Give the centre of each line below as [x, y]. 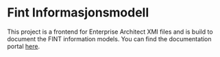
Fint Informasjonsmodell [78, 13]
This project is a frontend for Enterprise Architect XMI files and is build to [110, 32]
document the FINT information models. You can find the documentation [109, 38]
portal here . [23, 46]
